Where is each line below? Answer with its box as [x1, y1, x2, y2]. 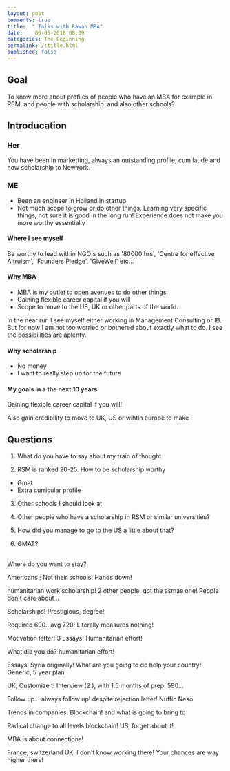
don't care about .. [7, 594, 60, 602]
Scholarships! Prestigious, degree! [7, 607, 105, 615]
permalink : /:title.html [7, 42, 79, 49]
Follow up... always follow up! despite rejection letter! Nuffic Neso [7, 694, 194, 703]
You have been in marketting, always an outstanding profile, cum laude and [7, 156, 221, 164]
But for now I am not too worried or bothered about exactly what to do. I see [7, 324, 223, 332]
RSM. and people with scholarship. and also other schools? [7, 99, 175, 108]
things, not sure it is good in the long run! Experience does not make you [17, 211, 224, 219]
